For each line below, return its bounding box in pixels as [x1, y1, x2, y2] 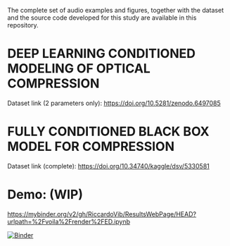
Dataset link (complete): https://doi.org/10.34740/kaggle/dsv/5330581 [7, 161, 210, 170]
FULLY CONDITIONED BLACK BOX [7, 123, 210, 140]
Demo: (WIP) [7, 187, 83, 203]
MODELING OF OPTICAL [7, 61, 151, 77]
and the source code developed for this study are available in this [7, 13, 197, 22]
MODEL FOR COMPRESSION [7, 139, 174, 154]
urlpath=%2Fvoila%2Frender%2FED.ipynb [7, 217, 131, 226]
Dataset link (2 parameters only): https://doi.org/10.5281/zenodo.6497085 [7, 99, 222, 107]
